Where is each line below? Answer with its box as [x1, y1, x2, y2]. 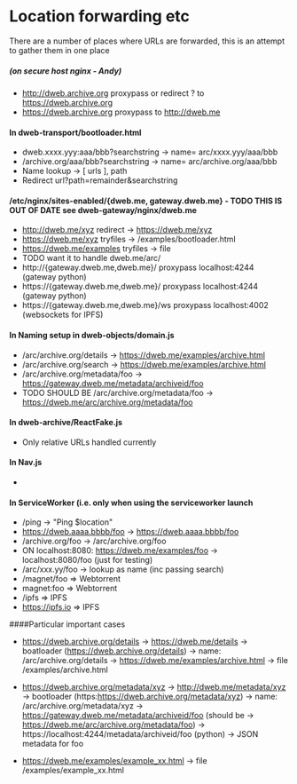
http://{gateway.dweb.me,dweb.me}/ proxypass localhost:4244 [21, 262, 254, 273]
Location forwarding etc [9, 6, 191, 27]
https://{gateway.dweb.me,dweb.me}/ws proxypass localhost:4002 [21, 300, 269, 311]
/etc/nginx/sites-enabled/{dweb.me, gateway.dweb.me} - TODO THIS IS [9, 195, 283, 206]
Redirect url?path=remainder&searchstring [21, 175, 178, 186]
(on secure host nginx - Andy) [9, 65, 122, 76]
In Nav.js [9, 457, 43, 468]
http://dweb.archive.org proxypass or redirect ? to [21, 87, 205, 99]
